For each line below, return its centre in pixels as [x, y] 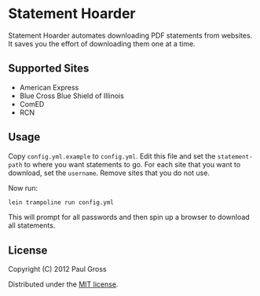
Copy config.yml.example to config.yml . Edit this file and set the [112, 156]
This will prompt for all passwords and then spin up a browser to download [129, 217]
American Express [49, 87]
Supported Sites [49, 69]
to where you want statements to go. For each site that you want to [132, 164]
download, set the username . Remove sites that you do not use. [109, 173]
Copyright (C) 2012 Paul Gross [57, 269]
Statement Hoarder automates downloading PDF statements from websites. [130, 35]
